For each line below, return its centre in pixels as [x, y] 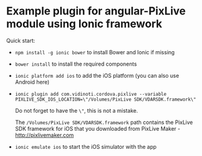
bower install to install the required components [76, 64]
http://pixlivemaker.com [44, 135]
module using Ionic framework [84, 24]
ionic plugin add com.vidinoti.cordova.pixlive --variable [91, 94]
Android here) [32, 82]
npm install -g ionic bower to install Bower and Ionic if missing [95, 52]
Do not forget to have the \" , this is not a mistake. [76, 110]
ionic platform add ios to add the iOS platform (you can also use [97, 75]
